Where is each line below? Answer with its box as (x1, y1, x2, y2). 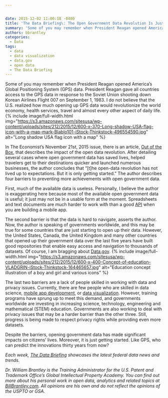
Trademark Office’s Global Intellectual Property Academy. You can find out (5, 372, 160, 378)
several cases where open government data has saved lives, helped (5, 155, 145, 161)
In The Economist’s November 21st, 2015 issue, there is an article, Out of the (5, 144, 162, 150)
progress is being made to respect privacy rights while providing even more (5, 316, 161, 323)
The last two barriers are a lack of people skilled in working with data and (5, 279, 156, 285)
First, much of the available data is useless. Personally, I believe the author (5, 186, 159, 192)
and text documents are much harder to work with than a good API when (5, 201, 155, 208)
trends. (5, 357, 20, 363)
